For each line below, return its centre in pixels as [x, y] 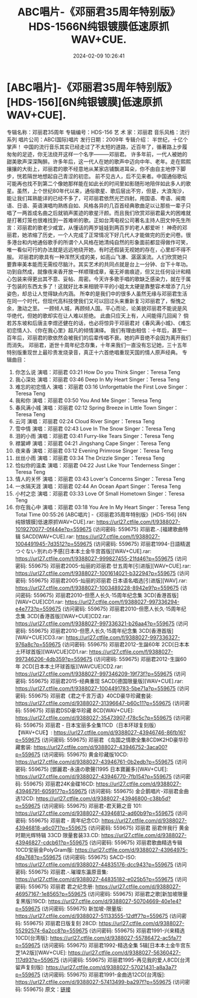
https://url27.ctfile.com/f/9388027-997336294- [122, 602]
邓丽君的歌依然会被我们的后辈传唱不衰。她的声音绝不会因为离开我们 [109, 338]
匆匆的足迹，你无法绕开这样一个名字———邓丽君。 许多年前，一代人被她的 [97, 154]
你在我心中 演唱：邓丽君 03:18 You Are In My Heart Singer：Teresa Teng [102, 507]
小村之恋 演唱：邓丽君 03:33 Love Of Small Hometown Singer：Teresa [100, 493]
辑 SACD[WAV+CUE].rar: [45, 536]
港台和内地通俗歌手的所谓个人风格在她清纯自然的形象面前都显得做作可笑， [101, 242]
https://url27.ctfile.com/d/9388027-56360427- [124, 952]
